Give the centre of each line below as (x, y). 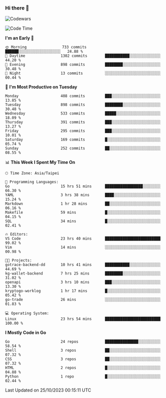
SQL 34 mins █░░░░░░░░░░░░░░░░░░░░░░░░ (83, 221)
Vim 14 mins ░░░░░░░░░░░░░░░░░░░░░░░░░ (83, 248)
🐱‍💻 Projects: (19, 261)
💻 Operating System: (27, 313)
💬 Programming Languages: (32, 182)
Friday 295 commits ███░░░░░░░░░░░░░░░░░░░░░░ (83, 131)
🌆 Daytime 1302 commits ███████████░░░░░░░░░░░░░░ (83, 56)
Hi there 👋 (17, 8)
